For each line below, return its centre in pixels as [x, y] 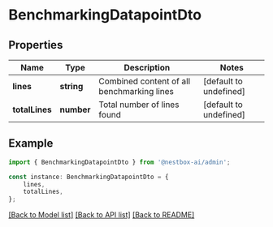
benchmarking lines [136, 91]
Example [31, 143]
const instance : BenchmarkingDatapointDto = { [89, 177]
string [71, 86]
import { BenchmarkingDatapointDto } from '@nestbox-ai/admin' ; [119, 162]
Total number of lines [139, 105]
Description [147, 68]
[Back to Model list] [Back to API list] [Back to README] [102, 215]
